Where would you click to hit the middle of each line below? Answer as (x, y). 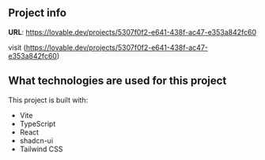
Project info (38, 13)
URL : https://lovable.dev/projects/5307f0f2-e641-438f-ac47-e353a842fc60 (132, 32)
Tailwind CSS (41, 149)
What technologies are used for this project (117, 81)
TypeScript (38, 124)
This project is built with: (48, 100)
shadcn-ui (36, 140)
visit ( (17, 48)
